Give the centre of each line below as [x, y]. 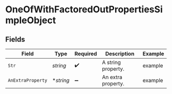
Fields [15, 39]
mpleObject [31, 20]
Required [86, 54]
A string [112, 62]
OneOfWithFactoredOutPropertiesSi [84, 10]
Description [120, 54]
